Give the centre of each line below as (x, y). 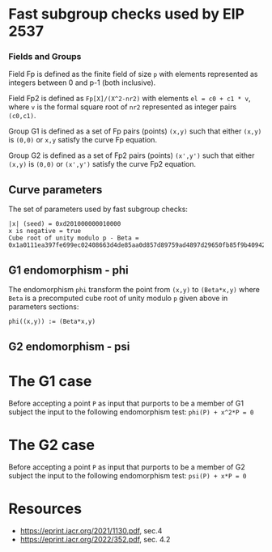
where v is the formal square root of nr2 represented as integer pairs (123, 107)
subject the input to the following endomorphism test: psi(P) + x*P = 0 (127, 476)
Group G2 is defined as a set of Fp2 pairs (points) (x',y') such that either (132, 155)
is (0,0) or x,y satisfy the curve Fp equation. (83, 140)
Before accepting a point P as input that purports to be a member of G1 (126, 403)
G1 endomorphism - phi (68, 270)
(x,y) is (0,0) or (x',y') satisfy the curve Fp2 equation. (102, 164)
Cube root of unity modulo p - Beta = (74, 238)
